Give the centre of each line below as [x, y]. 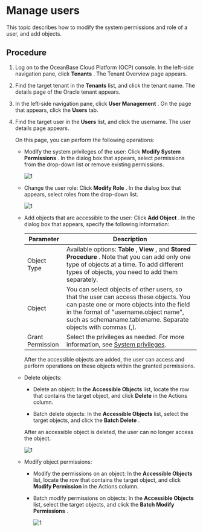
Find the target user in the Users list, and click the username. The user [103, 122]
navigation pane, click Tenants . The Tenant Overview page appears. [101, 74]
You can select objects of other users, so [124, 289]
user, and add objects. [34, 33]
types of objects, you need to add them [122, 271]
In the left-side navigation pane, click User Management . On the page [103, 103]
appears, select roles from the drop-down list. [81, 194]
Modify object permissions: [58, 462]
